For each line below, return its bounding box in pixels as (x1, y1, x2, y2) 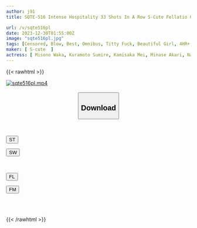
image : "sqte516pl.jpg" (6, 36, 64, 42)
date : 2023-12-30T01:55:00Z (6, 30, 75, 36)
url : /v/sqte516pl (6, 25, 51, 31)
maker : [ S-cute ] (6, 46, 54, 53)
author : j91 (6, 8, 35, 15)
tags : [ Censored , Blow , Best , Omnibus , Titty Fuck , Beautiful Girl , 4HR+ (6, 41, 191, 47)
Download (81, 103, 116, 112)
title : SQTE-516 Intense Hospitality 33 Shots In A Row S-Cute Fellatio (6, 14, 188, 20)
